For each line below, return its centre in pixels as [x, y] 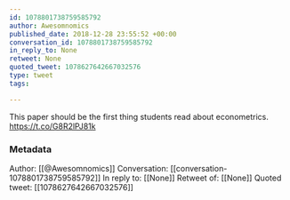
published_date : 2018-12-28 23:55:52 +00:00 [93, 34]
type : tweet [31, 76]
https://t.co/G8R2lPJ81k [52, 126]
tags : [19, 84]
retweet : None [36, 59]
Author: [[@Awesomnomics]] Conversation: [89, 168]
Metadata [30, 149]
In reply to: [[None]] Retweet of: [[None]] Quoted [192, 178]
